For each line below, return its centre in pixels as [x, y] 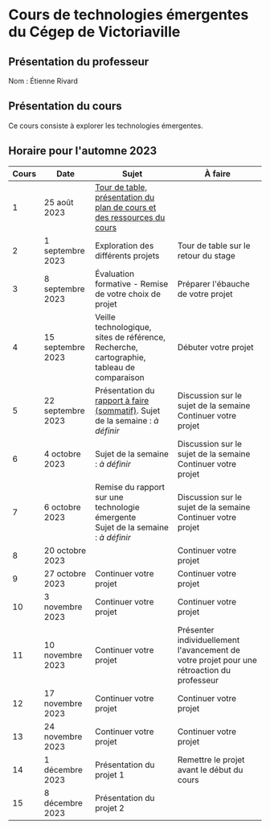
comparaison [120, 377]
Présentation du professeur [79, 62]
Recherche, [117, 347]
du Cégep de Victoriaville [94, 32]
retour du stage [206, 255]
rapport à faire [122, 400]
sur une [109, 497]
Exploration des [125, 245]
